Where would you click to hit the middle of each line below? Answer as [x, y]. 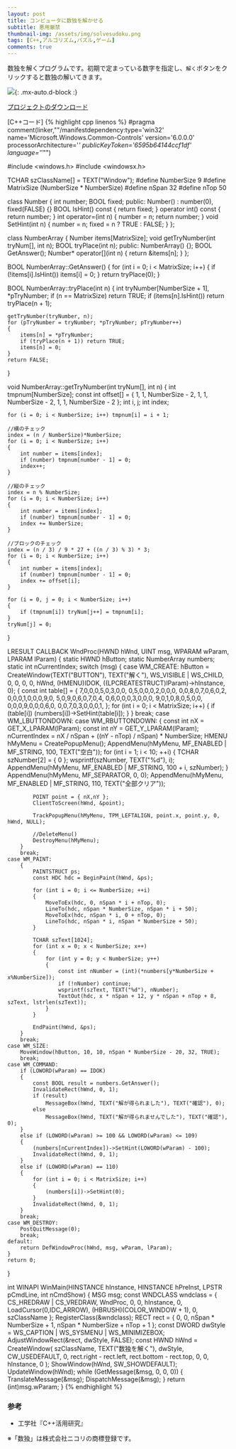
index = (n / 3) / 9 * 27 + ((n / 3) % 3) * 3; [79, 550]
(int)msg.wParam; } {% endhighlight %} [65, 1387]
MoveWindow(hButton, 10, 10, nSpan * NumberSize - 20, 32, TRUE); [120, 1052]
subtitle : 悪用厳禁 [34, 27]
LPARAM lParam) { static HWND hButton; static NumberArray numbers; [111, 659]
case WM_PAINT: [30, 859]
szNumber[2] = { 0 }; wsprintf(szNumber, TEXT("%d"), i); [91, 760]
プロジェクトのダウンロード [48, 107]
